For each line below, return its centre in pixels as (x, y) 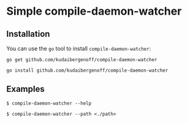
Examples (25, 89)
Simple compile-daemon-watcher (94, 11)
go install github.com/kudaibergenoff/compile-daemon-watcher (87, 70)
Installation (28, 34)
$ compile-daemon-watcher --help (49, 103)
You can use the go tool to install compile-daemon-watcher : (79, 48)
